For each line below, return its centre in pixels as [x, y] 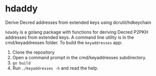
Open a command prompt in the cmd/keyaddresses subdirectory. [79, 57]
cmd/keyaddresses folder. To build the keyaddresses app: [64, 42]
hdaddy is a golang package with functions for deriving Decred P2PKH [77, 32]
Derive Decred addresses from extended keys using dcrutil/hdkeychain [78, 22]
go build [21, 63]
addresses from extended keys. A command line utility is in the [70, 37]
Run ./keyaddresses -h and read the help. [55, 68]
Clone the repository [33, 52]
